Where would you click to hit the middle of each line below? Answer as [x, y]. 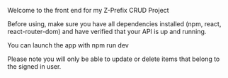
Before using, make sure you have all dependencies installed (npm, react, [114, 24]
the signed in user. [34, 66]
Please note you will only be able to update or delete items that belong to [114, 59]
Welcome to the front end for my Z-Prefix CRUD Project [88, 10]
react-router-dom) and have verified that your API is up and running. [107, 32]
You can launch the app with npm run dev [68, 45]
